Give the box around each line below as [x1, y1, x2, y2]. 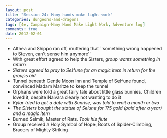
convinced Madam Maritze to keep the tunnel [12, 83, 109, 89]
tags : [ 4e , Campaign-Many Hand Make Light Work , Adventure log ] [5, 21, 145, 27]
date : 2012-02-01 [5, 31, 42, 36]
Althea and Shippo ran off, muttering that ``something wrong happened [12, 45, 162, 51]
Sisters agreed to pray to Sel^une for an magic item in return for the [12, 67, 156, 73]
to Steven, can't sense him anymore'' [12, 51, 91, 57]
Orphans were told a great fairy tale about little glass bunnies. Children [12, 89, 162, 95]
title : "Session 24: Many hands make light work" [5, 12, 113, 17]
